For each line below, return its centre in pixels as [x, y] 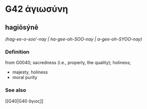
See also [16, 90]
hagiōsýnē [22, 27]
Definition [17, 52]
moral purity [25, 77]
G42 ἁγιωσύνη [37, 9]
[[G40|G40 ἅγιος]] [24, 101]
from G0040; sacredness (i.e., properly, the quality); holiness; [68, 63]
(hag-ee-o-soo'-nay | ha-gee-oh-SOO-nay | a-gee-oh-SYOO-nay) [74, 39]
